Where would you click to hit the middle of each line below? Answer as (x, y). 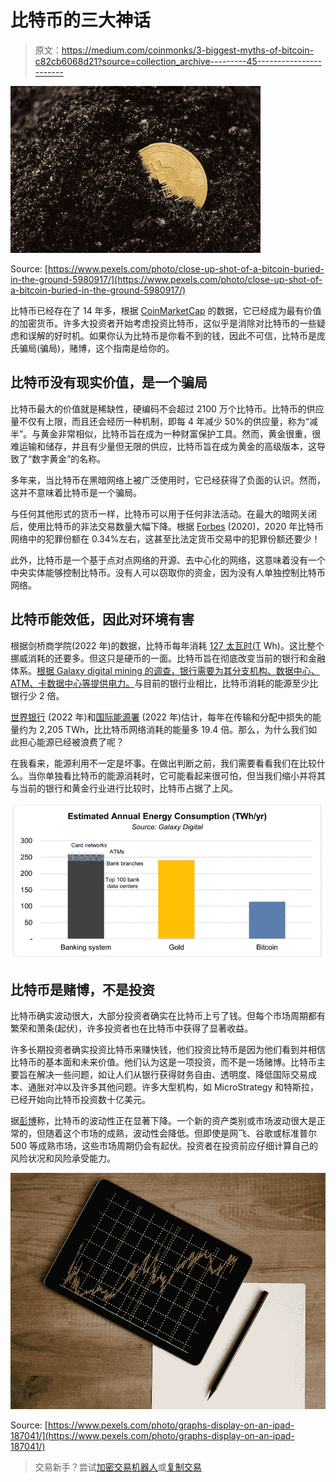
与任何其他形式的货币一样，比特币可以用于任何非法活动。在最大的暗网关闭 (163, 513)
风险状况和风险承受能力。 (63, 1158)
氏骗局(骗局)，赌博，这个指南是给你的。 (92, 348)
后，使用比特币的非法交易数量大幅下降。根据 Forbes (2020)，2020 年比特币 (167, 526)
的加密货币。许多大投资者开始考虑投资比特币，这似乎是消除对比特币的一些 (163, 323)
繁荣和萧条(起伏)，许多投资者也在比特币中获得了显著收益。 (132, 1028)
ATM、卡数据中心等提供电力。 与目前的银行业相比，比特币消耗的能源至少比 (164, 683)
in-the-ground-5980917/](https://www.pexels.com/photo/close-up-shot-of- (166, 279)
